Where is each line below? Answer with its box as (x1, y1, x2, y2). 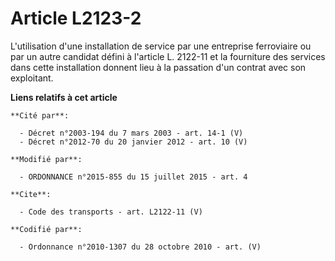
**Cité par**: (10, 110, 70, 121)
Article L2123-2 (10, 7, 142, 30)
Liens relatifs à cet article (10, 91, 118, 103)
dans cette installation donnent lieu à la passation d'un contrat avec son (10, 61, 307, 73)
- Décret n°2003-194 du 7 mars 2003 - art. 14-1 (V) (19, 128, 244, 138)
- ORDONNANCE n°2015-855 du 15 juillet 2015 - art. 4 (19, 172, 248, 182)
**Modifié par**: (10, 154, 83, 164)
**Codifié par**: (10, 224, 83, 234)
